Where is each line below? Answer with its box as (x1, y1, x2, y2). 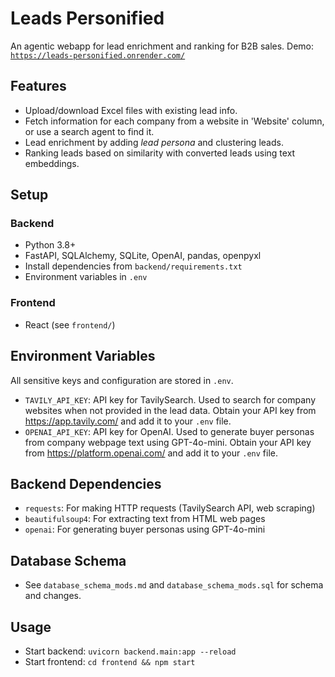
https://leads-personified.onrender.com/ (10, 50, 186, 61)
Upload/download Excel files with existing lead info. (24, 104, 238, 116)
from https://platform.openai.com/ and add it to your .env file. (24, 447, 278, 459)
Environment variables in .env (24, 271, 148, 283)
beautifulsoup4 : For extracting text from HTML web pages (24, 513, 266, 525)
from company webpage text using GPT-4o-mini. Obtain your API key (24, 436, 312, 448)
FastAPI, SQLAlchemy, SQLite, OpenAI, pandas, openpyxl (24, 250, 262, 262)
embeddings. (24, 157, 80, 169)
